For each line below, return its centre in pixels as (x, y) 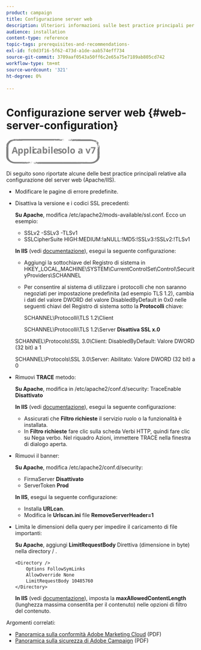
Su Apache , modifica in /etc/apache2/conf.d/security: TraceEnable (98, 389)
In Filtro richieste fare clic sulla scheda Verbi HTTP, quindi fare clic (107, 431)
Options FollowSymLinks (55, 569)
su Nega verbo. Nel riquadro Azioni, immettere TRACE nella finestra (107, 438)
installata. (36, 425)
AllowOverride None (50, 575)
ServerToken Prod (46, 486)
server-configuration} (62, 126)
